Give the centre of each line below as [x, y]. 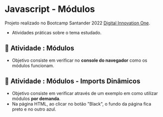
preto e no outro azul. [34, 109]
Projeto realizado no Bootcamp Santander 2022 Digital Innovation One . [78, 23]
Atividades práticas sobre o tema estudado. [57, 32]
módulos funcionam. [33, 65]
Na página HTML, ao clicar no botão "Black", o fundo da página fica [81, 104]
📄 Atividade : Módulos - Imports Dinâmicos [73, 81]
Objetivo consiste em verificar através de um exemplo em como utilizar [85, 93]
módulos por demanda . [36, 99]
